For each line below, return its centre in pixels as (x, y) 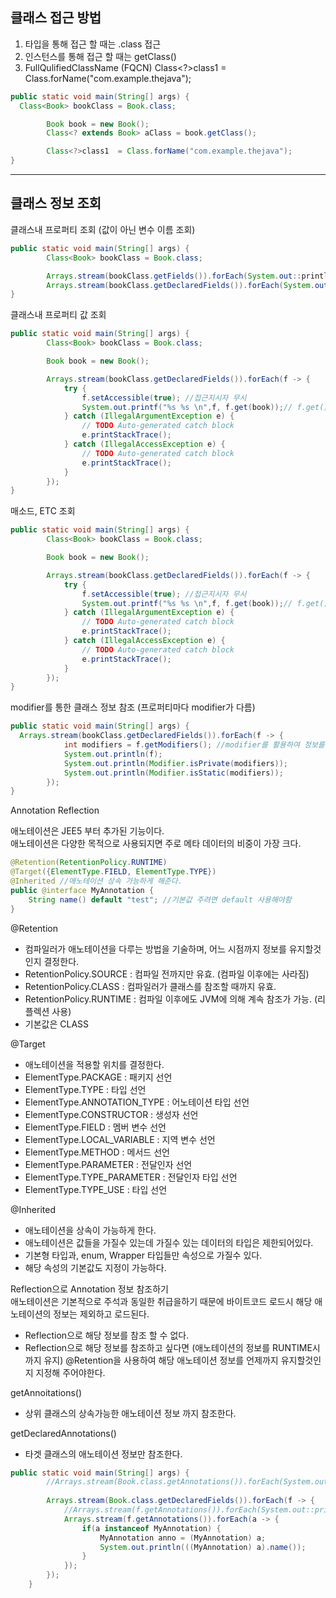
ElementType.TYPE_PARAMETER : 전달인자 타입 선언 (131, 1177)
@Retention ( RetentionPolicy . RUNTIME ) (89, 863)
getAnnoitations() (46, 1392)
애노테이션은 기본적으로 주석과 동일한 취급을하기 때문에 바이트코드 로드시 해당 (161, 1301)
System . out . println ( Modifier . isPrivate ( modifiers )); (175, 763)
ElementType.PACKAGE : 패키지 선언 (98, 1077)
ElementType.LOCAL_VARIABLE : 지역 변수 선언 (120, 1139)
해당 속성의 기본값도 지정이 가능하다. (95, 1267)
